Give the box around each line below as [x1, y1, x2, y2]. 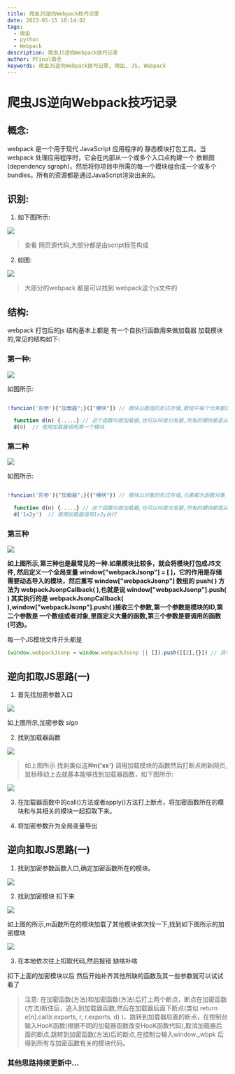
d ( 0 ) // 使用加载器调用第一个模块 [13, 424, 105, 431]
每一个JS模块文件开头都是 [7, 635, 83, 644]
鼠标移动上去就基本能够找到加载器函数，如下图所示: [24, 770, 173, 779]
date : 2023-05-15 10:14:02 [7, 17, 86, 24]
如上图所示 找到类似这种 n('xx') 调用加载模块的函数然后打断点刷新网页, [24, 761, 227, 770]
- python [13, 36, 39, 43]
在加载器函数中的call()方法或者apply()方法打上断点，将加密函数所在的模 [17, 798, 225, 807]
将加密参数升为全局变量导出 [17, 821, 98, 830]
